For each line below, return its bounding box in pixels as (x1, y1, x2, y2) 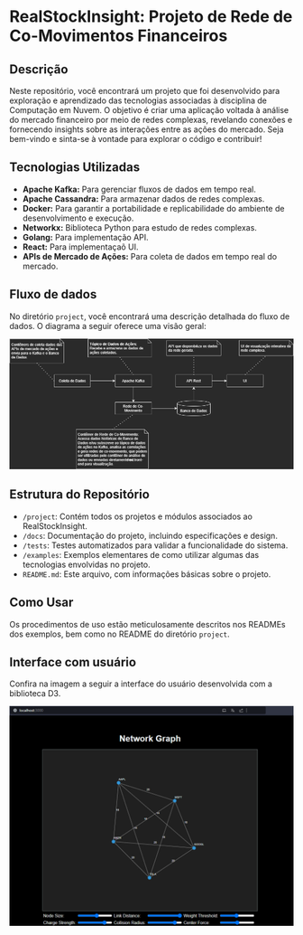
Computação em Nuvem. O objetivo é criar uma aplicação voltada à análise (9, 105, 289, 115)
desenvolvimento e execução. (22, 212, 134, 223)
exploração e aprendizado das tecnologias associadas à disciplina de (9, 95, 268, 106)
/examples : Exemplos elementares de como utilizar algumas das (22, 549, 260, 560)
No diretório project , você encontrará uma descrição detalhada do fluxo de (9, 310, 290, 322)
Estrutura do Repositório (9, 486, 151, 503)
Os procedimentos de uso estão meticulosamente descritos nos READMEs (9, 619, 286, 629)
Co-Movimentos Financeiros (9, 25, 228, 46)
